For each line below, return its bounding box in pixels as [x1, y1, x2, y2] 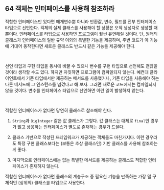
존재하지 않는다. [29, 163, 60, 169]
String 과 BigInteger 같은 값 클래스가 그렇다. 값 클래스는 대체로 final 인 [12, 118, 150, 123]
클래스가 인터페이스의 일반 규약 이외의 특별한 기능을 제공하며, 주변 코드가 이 [5, 37, 149, 43]
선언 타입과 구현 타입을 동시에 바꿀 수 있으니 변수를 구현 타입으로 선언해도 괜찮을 [5, 63, 158, 69]
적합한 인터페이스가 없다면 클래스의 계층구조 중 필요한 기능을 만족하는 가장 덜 [5, 173, 152, 179]
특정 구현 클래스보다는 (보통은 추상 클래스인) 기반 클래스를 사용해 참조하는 [17, 140, 158, 146]
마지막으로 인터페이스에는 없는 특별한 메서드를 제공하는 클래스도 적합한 [12, 157, 147, 163]
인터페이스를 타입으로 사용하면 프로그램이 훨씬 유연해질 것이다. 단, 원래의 [19, 31, 158, 37]
